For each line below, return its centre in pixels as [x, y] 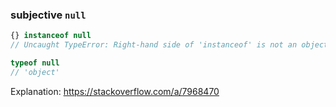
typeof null [35, 63]
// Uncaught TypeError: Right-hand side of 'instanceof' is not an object [169, 45]
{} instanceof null [51, 36]
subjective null [48, 15]
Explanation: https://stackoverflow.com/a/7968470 [115, 91]
